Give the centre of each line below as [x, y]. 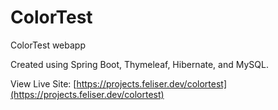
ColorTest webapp [48, 45]
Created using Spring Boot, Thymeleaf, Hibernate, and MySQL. [139, 64]
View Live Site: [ [43, 83]
